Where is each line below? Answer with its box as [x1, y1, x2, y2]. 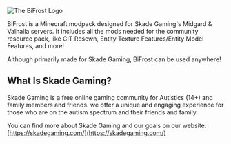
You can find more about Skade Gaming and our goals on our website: [7, 121, 207, 130]
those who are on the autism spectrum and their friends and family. [7, 107, 198, 116]
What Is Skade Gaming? [7, 75, 112, 87]
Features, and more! [7, 42, 64, 50]
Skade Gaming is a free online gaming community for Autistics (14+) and [7, 93, 214, 101]
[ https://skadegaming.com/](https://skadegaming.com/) [7, 128, 167, 137]
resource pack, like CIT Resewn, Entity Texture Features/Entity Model [7, 34, 204, 43]
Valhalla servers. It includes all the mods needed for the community [7, 28, 199, 35]
